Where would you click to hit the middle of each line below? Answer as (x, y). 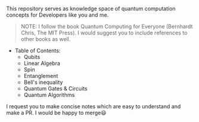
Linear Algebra (42, 63)
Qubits (32, 57)
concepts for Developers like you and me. (57, 15)
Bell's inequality (43, 82)
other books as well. (46, 39)
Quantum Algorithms (49, 95)
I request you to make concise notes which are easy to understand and (94, 106)
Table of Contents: (38, 51)
